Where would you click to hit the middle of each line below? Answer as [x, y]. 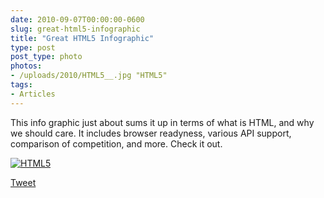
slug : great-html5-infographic [75, 29]
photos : [26, 66]
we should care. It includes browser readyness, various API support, [151, 133]
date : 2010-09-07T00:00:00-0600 [77, 19]
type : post [33, 47]
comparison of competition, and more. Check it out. [116, 143]
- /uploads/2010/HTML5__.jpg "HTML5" [89, 76]
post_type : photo [46, 57]
